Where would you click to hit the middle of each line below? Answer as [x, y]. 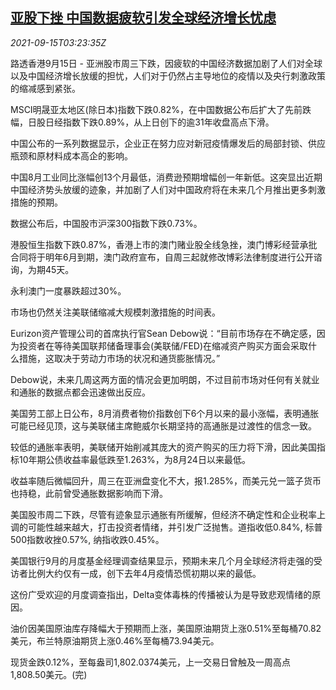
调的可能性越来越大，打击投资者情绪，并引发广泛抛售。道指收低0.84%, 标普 [166, 527]
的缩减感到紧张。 [45, 88]
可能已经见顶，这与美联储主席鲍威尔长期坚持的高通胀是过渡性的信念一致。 [163, 425]
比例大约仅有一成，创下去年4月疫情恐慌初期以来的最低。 [144, 573]
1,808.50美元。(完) [49, 674]
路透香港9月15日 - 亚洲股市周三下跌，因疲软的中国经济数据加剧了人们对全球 [166, 63]
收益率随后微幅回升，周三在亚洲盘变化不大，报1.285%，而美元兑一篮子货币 [166, 480]
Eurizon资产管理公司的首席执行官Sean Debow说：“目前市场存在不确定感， [163, 333]
